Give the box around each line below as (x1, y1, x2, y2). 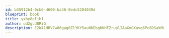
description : (5, 26, 33, 31)
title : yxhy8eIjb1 (5, 16, 44, 21)
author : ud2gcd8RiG (5, 21, 46, 26)
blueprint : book (5, 12, 39, 17)
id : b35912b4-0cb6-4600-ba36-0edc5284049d (5, 7, 96, 12)
